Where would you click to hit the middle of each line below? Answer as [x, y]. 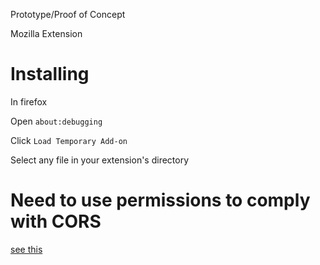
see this [26, 249]
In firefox [29, 101]
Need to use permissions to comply [160, 200]
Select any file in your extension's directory [100, 160]
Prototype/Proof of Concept [68, 14]
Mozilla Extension [46, 33]
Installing [50, 74]
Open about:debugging [56, 121]
